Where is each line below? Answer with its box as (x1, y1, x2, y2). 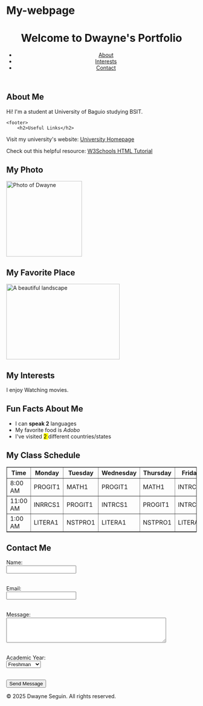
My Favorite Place (6, 267, 76, 278)
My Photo (6, 165, 43, 175)
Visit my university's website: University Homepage (6, 136, 135, 143)
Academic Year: (6, 654, 46, 661)
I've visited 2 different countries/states (14, 433, 112, 440)
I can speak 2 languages (14, 420, 77, 427)
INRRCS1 (33, 500, 60, 509)
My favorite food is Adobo (14, 426, 80, 433)
